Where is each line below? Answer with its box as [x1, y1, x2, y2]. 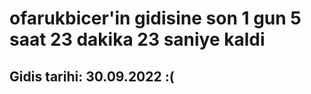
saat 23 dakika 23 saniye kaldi [9, 28, 266, 51]
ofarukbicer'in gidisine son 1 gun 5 [9, 7, 302, 30]
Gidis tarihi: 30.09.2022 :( [9, 68, 175, 85]
